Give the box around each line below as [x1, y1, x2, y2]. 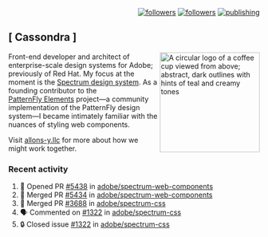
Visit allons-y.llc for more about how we [8, 135, 139, 144]
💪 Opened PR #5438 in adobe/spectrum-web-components [19, 182, 214, 192]
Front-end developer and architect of [8, 52, 130, 61]
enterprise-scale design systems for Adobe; [8, 60, 153, 69]
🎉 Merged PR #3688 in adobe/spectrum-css [19, 199, 166, 208]
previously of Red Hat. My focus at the [8, 69, 135, 78]
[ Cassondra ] [8, 30, 77, 44]
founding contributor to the [8, 85, 97, 95]
